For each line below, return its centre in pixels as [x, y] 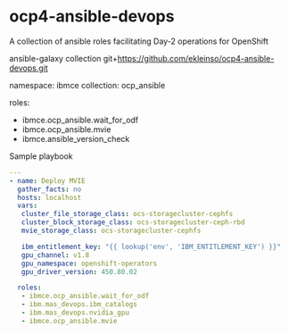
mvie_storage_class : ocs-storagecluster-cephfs [111, 231]
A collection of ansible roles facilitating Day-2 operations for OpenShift [139, 41]
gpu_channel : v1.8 [55, 255]
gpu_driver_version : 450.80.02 [79, 271]
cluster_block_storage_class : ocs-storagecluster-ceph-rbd [133, 222]
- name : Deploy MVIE [48, 180]
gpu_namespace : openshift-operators [89, 263]
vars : [28, 206]
